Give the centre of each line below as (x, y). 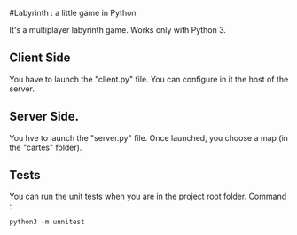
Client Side (40, 58)
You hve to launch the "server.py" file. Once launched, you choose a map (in (148, 137)
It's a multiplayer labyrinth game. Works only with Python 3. (118, 30)
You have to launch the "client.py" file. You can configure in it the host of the (149, 79)
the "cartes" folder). (46, 147)
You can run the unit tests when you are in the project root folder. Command (148, 196)
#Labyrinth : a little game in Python (73, 13)
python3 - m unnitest (47, 222)
